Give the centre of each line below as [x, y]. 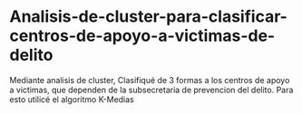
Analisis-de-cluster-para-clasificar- [149, 17]
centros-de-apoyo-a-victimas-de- [142, 36]
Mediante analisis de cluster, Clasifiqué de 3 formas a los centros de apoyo [150, 80]
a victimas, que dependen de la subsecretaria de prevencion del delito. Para [151, 90]
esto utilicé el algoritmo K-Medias [72, 99]
